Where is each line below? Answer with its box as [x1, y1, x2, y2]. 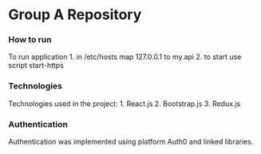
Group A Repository [8, 6, 142, 24]
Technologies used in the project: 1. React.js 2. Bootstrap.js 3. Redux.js [8, 98, 241, 109]
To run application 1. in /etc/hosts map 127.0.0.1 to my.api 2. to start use [8, 52, 242, 61]
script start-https [8, 61, 64, 70]
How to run [8, 34, 52, 45]
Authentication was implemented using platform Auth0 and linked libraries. [8, 137, 254, 147]
